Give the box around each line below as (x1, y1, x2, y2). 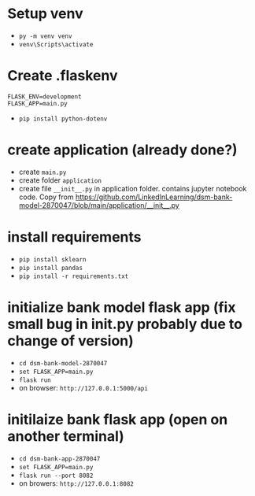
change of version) (7, 331, 135, 350)
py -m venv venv (18, 32, 72, 40)
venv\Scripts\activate (18, 40, 94, 48)
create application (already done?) (7, 141, 238, 159)
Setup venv (7, 5, 83, 23)
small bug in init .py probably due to (7, 315, 243, 333)
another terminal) (7, 427, 125, 445)
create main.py (18, 167, 67, 176)
